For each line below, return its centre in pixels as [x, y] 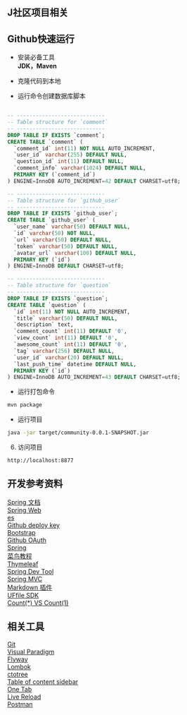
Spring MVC [25, 579]
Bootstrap [22, 532]
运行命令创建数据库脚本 [51, 96]
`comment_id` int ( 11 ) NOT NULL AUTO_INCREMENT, [85, 148]
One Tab [20, 689]
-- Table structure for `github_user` [64, 200]
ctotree [18, 674]
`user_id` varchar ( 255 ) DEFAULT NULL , [71, 155]
